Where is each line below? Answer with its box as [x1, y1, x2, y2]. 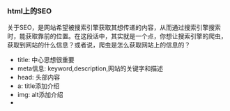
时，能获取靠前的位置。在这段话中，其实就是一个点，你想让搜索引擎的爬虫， [7, 32, 227, 40]
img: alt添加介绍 [17, 91, 64, 99]
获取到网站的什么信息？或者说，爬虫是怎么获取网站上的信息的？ [7, 40, 190, 50]
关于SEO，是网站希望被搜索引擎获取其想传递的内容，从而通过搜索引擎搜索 [7, 23, 222, 32]
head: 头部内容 [17, 73, 61, 82]
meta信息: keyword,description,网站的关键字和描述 [17, 64, 164, 73]
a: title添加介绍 [17, 82, 60, 90]
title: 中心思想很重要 [17, 56, 75, 64]
